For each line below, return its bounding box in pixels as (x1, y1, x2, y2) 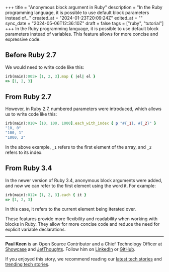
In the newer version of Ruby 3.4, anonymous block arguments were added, (5, 177, 162, 183)
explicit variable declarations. (5, 226, 66, 233)
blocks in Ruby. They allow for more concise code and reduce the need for (5, 221, 160, 227)
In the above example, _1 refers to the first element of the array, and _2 (5, 144, 152, 150)
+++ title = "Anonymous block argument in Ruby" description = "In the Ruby (5, 5, 162, 10)
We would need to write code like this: (5, 64, 84, 70)
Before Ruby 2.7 (5, 51, 56, 59)
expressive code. (5, 36, 41, 42)
